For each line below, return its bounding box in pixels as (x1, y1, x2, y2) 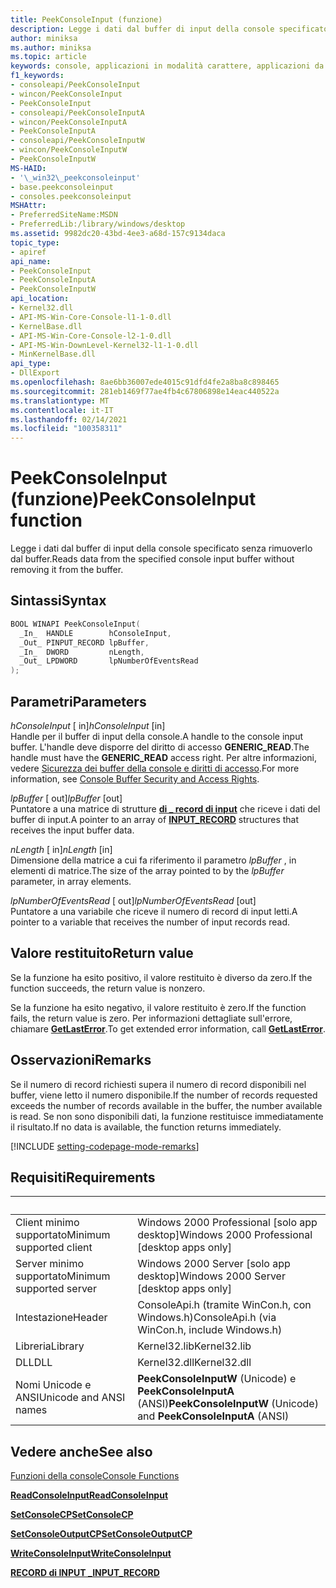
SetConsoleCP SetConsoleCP (10, 1509, 134, 1521)
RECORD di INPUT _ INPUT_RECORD (10, 1567, 160, 1579)
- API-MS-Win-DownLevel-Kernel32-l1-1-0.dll (10, 340, 199, 350)
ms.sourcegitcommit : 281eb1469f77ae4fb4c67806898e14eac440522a (10, 386, 280, 396)
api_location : (10, 294, 70, 304)
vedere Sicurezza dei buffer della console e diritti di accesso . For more (10, 762, 300, 774)
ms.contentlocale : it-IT (10, 405, 114, 415)
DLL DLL (15, 1356, 53, 1370)
